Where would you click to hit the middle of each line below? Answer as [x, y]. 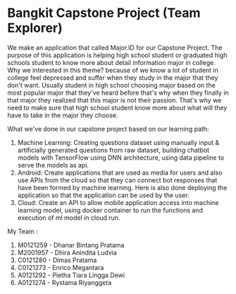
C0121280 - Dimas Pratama [57, 260]
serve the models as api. [53, 165]
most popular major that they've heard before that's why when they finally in [118, 93]
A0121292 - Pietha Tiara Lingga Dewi [71, 275]
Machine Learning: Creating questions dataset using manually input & [118, 142]
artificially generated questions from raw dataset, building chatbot [113, 150]
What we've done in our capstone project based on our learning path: [108, 129]
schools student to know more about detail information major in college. [112, 62]
